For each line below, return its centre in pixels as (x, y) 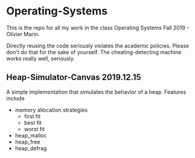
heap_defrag (31, 148)
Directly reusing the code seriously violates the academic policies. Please (97, 46)
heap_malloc (31, 135)
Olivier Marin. (23, 34)
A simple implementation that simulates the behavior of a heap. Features (96, 92)
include (16, 98)
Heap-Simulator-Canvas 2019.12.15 (74, 77)
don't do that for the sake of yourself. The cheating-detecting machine (94, 52)
